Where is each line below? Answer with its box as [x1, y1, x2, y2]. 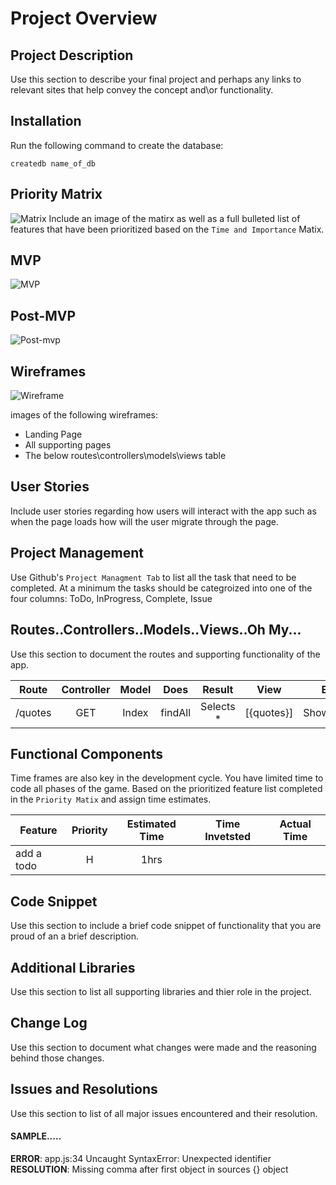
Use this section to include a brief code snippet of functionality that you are [10, 920, 322, 932]
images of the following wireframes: [10, 409, 159, 421]
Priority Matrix [10, 186, 103, 203]
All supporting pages [24, 439, 112, 451]
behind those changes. [10, 1052, 105, 1064]
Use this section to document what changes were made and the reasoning [10, 1041, 317, 1053]
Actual [279, 817, 312, 831]
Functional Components [10, 745, 163, 762]
